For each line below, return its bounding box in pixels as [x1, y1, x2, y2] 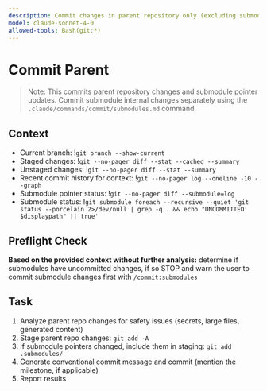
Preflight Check [8, 234, 87, 247]
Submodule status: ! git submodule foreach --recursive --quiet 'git [19, 197, 250, 207]
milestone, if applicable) [19, 365, 99, 374]
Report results [19, 374, 67, 383]
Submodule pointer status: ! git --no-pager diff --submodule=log [19, 188, 235, 199]
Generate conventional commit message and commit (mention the [19, 357, 237, 366]
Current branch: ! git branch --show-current [19, 148, 165, 157]
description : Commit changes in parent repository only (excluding [8, 11, 237, 20]
